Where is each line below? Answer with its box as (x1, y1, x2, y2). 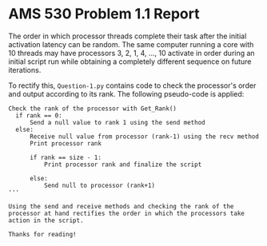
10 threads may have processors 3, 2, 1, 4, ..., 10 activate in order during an (8, 48, 255, 58)
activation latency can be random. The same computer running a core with (8, 39, 254, 49)
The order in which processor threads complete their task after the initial (8, 31, 247, 41)
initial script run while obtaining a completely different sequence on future (8, 57, 252, 66)
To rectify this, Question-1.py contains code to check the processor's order (8, 81, 257, 90)
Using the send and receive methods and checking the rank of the (8, 202, 234, 210)
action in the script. (8, 216, 84, 224)
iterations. (8, 65, 42, 74)
